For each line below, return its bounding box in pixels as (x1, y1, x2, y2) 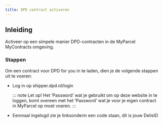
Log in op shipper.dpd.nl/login (12, 82, 74, 88)
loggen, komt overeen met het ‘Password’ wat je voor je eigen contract (12, 97, 157, 103)
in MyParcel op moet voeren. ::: (12, 103, 77, 109)
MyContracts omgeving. (5, 44, 54, 50)
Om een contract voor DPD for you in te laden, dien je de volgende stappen (5, 67, 159, 73)
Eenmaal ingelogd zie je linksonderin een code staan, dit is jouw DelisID (12, 112, 159, 118)
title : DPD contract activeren (5, 7, 70, 12)
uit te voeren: (5, 73, 32, 79)
